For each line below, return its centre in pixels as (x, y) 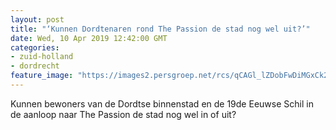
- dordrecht (35, 66)
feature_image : (42, 76)
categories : (35, 47)
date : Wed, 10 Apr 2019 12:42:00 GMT (89, 38)
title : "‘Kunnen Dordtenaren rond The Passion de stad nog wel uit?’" (160, 29)
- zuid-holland (42, 57)
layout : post (37, 19)
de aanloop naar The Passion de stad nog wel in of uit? (123, 114)
